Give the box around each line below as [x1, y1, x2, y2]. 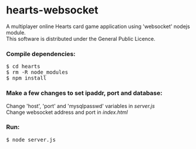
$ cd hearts [6, 63, 40, 70]
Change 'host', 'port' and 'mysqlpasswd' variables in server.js [6, 102, 156, 109]
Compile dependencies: [6, 50, 76, 58]
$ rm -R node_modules [6, 69, 69, 76]
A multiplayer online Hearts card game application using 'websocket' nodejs [6, 23, 190, 30]
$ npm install [6, 75, 47, 82]
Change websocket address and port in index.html [6, 109, 128, 116]
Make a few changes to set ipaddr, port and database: [6, 89, 163, 97]
